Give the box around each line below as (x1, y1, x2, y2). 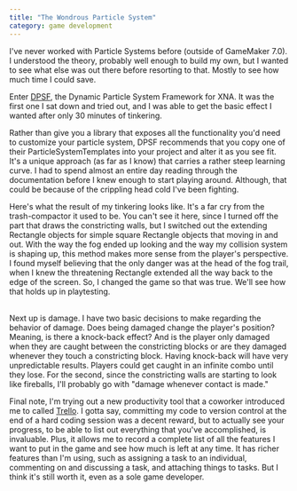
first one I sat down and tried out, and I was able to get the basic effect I (9, 100, 272, 111)
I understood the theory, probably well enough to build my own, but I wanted (9, 55, 289, 66)
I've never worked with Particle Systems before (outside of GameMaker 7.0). (9, 45, 288, 56)
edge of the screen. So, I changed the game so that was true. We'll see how (9, 276, 286, 287)
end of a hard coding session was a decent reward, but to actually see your (9, 415, 285, 425)
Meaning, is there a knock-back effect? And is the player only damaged (9, 331, 270, 342)
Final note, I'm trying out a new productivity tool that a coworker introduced (9, 396, 285, 407)
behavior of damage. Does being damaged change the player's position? (9, 321, 275, 333)
